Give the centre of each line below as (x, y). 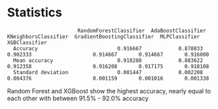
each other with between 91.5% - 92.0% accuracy (78, 98)
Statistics (35, 13)
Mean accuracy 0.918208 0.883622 (108, 60)
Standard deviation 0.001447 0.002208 (108, 72)
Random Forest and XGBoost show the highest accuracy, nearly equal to (109, 91)
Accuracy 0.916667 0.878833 (108, 48)
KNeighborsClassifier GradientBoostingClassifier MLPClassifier (104, 36)
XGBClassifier (27, 42)
